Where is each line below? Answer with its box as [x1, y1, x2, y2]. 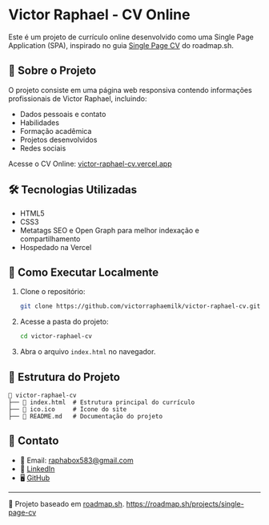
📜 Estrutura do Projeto [8, 370, 120, 384]
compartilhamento [19, 234, 81, 244]
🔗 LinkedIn [19, 463, 55, 474]
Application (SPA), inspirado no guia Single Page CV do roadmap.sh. [8, 40, 234, 50]
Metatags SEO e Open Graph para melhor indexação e [19, 225, 200, 235]
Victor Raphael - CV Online [8, 6, 191, 24]
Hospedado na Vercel [19, 242, 92, 252]
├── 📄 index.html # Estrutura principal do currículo [8, 398, 195, 406]
